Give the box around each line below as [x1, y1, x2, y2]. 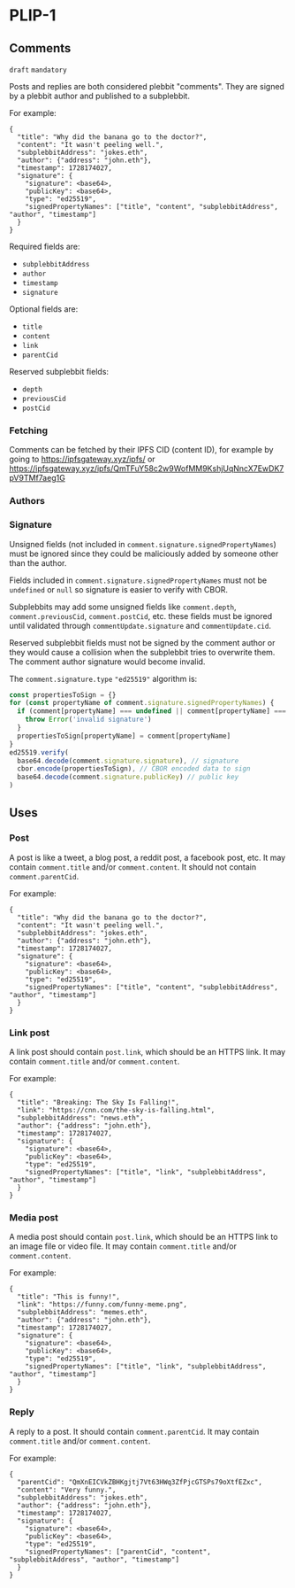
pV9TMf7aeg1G [9, 473, 66, 484]
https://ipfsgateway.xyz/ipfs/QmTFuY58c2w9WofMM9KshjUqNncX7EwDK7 [9, 463, 284, 474]
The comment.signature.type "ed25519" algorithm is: [9, 673, 198, 684]
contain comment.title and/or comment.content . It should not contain [9, 861, 257, 872]
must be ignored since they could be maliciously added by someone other [9, 548, 279, 559]
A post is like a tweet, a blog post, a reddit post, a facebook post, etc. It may [9, 852, 286, 863]
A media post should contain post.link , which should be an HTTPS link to [9, 1232, 278, 1243]
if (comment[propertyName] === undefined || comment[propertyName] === [17, 707, 287, 716]
